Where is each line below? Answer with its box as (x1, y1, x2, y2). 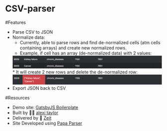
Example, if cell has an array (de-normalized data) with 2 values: (19, 50, 152, 56)
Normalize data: (12, 34, 45, 40)
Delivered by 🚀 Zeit (12, 115, 52, 121)
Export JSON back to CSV (12, 85, 66, 91)
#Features (5, 19, 26, 25)
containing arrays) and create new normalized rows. (19, 45, 127, 51)
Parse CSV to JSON (12, 29, 53, 35)
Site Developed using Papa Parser (12, 120, 83, 126)
